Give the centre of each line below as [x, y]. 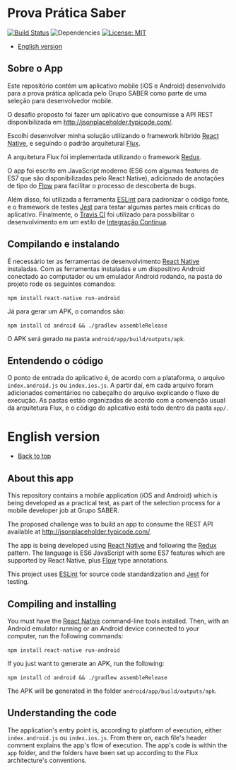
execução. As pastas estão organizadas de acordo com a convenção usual [117, 401]
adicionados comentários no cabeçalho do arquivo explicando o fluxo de [113, 393]
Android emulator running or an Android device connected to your [103, 628]
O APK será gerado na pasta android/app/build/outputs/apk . [96, 338]
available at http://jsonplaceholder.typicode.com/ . [79, 531]
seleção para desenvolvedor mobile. [60, 100]
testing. [18, 582]
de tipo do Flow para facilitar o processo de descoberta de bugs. [102, 185]
